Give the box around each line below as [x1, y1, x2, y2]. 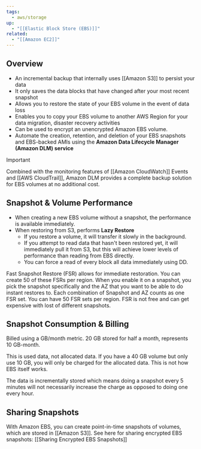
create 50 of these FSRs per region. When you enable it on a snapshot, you [6, 276, 191, 283]
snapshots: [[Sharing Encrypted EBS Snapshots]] [6, 436, 127, 443]
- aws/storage [11, 14, 47, 20]
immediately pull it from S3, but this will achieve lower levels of [23, 245, 179, 253]
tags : [6, 8, 20, 15]
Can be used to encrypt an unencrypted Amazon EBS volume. [14, 125, 168, 132]
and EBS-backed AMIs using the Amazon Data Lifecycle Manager [14, 138, 179, 145]
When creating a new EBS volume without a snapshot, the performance [14, 214, 191, 221]
